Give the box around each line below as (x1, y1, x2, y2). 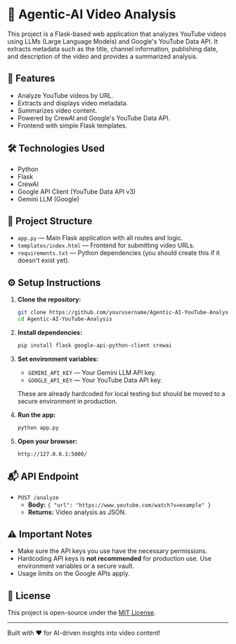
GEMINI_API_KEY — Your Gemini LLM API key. (27, 368, 157, 376)
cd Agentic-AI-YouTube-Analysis (17, 316, 112, 323)
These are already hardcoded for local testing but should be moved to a (17, 389, 225, 397)
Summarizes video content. (17, 106, 97, 115)
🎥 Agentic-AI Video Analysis (7, 6, 176, 23)
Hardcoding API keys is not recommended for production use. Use (17, 555, 212, 563)
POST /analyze (17, 494, 59, 501)
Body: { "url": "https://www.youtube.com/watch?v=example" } (27, 500, 211, 509)
